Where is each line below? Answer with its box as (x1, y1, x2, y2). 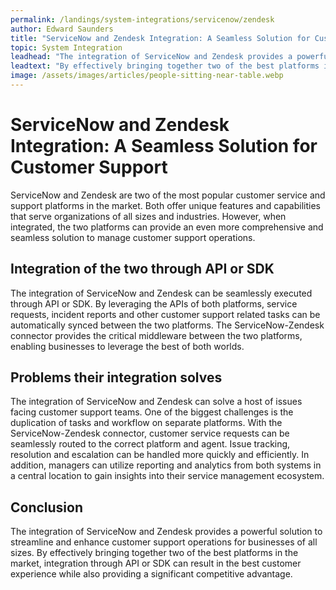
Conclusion (10, 499, 84, 516)
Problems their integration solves (10, 369, 223, 386)
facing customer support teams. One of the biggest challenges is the (10, 406, 294, 418)
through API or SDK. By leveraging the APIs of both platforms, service (10, 297, 298, 310)
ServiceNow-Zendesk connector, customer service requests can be (10, 427, 290, 440)
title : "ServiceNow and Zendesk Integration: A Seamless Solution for (10, 33, 311, 43)
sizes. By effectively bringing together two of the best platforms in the (10, 547, 299, 559)
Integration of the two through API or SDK (10, 261, 275, 278)
